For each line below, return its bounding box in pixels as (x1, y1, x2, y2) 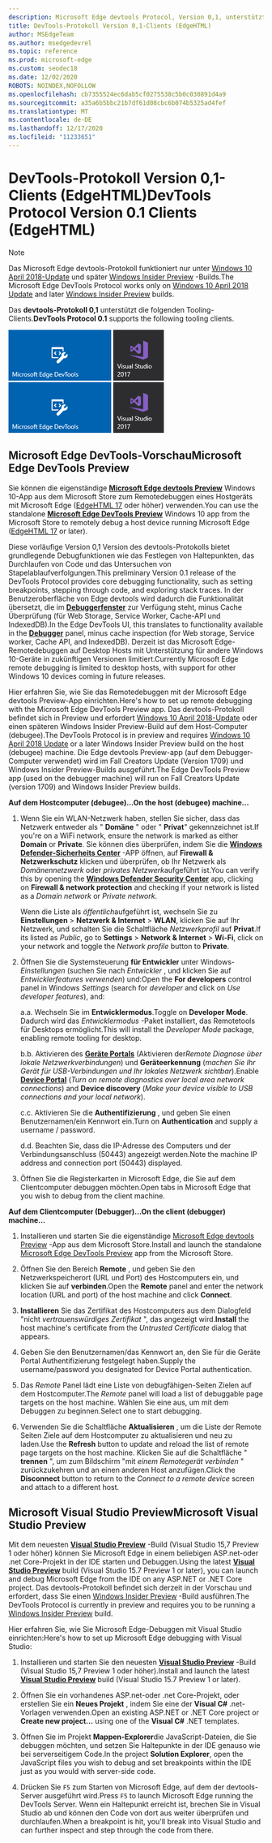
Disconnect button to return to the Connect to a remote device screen (19, 1474, 255, 1483)
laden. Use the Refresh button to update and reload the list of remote (19, 1439, 249, 1448)
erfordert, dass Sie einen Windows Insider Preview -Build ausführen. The (8, 1591, 249, 1601)
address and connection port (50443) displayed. (19, 1158, 183, 1168)
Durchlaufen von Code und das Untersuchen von (8, 559, 172, 568)
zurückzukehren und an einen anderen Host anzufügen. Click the (19, 1465, 236, 1474)
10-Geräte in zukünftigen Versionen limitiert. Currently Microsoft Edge (8, 654, 239, 663)
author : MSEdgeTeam (8, 30, 74, 38)
